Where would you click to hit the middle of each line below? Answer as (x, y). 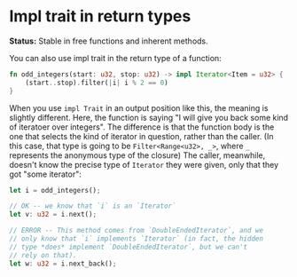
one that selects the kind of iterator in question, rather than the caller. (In (141, 136)
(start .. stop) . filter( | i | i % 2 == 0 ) (97, 83)
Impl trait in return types (100, 16)
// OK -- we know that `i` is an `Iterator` (93, 206)
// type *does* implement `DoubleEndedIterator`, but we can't (129, 247)
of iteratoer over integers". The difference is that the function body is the (142, 127)
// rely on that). (43, 255)
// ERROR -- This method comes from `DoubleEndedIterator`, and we (137, 231)
